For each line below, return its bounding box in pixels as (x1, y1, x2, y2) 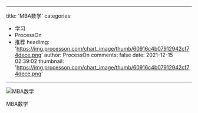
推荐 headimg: (14, 39, 50, 45)
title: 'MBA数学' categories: (6, 12, 72, 19)
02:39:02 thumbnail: (14, 58, 64, 65)
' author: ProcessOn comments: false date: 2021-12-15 (41, 51, 173, 58)
